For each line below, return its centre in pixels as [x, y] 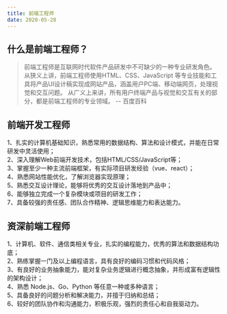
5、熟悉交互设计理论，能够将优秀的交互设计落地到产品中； [90, 185]
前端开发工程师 [39, 125]
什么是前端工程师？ [48, 49]
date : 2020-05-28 [32, 20]
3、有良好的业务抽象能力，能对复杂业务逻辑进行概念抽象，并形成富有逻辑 [111, 269]
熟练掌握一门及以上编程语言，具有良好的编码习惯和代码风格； [104, 261]
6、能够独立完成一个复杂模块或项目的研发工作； [75, 194]
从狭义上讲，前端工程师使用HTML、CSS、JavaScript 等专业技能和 [117, 75]
